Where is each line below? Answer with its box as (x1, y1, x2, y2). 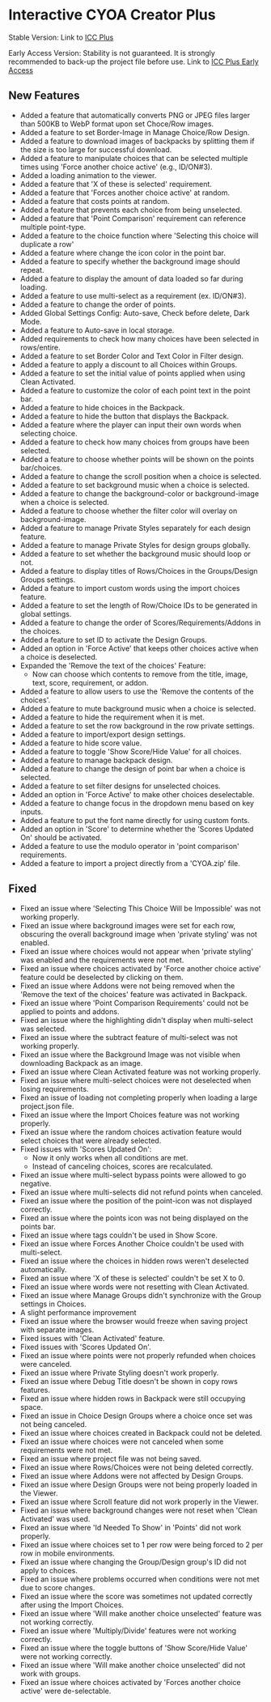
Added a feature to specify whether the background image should (19, 257, 240, 266)
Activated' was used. (19, 1513, 91, 1523)
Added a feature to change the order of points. (19, 299, 176, 309)
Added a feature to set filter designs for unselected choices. (19, 781, 221, 791)
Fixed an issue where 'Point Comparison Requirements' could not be (19, 998, 249, 1008)
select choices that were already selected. (19, 1135, 162, 1145)
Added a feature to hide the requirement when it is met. (19, 712, 205, 722)
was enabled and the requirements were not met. (19, 955, 184, 965)
